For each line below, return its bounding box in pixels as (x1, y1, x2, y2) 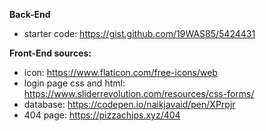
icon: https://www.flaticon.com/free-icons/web (23, 67, 218, 78)
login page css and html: (23, 77, 126, 89)
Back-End (9, 9, 51, 20)
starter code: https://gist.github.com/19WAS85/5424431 (23, 28, 256, 39)
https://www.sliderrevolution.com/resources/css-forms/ (23, 88, 255, 99)
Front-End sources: (9, 47, 92, 59)
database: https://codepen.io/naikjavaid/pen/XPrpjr (23, 99, 236, 110)
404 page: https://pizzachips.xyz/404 (23, 109, 181, 121)
